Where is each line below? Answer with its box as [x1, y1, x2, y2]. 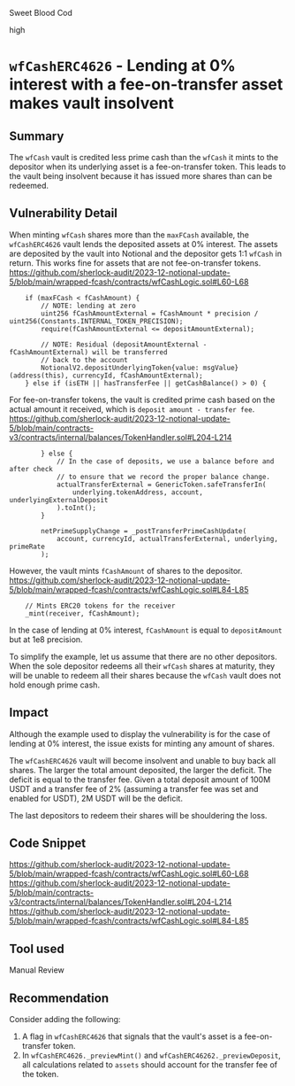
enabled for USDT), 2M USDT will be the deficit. [9, 793, 184, 803]
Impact [9, 705, 49, 720]
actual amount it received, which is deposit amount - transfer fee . [9, 403, 255, 415]
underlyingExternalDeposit [9, 495, 109, 504]
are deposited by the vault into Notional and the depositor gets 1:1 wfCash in [9, 248, 283, 259]
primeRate [9, 542, 46, 551]
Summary [9, 128, 64, 144]
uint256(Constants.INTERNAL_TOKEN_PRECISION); [9, 316, 184, 326]
